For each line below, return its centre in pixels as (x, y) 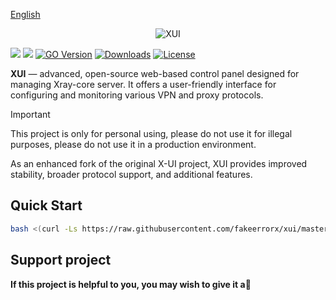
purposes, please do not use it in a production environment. (133, 144)
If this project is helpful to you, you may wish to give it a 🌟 (131, 284)
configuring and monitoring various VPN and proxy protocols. (137, 95)
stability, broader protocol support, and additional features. (131, 174)
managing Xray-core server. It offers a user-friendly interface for (143, 84)
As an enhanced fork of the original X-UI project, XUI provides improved (159, 163)
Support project (61, 260)
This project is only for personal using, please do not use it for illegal (151, 133)
